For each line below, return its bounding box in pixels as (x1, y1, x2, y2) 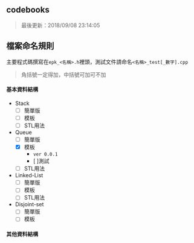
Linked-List (15, 172, 44, 179)
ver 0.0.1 (33, 151, 58, 157)
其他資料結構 (6, 230, 38, 238)
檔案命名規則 (6, 41, 54, 51)
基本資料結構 (6, 86, 38, 93)
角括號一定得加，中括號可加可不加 (21, 71, 106, 78)
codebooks (6, 5, 50, 15)
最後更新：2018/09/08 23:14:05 (21, 21, 100, 29)
